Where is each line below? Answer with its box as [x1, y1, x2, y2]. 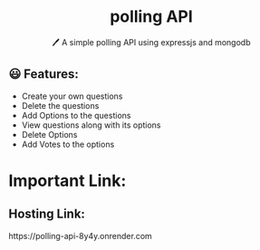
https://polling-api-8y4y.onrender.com [8, 230, 153, 241]
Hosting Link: [8, 207, 85, 222]
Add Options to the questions [21, 110, 131, 120]
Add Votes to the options [21, 139, 115, 149]
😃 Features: [8, 66, 79, 82]
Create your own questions [21, 91, 123, 101]
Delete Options [21, 129, 78, 139]
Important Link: [8, 170, 127, 191]
